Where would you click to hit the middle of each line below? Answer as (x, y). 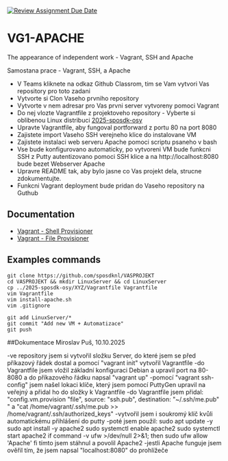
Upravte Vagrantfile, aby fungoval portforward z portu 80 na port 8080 (117, 127)
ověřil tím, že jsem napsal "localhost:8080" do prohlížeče (88, 450)
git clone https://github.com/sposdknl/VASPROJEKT (81, 275)
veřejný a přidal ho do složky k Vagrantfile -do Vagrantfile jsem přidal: (105, 392)
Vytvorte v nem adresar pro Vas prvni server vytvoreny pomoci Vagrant (118, 105)
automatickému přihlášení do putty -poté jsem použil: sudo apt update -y (110, 421)
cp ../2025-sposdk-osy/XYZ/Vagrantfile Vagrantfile (82, 288)
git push (20, 329)
